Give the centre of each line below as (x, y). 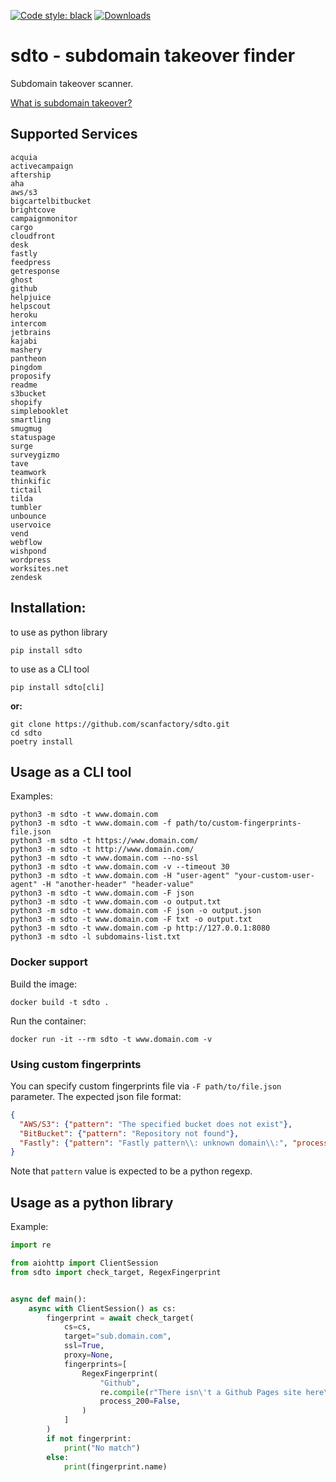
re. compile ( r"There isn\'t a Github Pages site (200, 1392)
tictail (26, 490)
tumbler (26, 507)
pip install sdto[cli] (57, 687)
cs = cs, (77, 1327)
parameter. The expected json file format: (96, 1096)
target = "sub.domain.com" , (117, 1336)
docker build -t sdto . (60, 1002)
